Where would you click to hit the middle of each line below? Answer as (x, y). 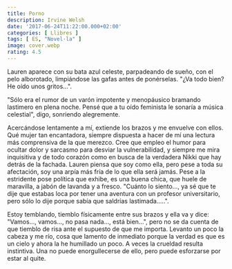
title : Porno (26, 13)
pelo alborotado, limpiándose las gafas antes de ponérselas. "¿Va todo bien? (116, 79)
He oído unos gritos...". (40, 86)
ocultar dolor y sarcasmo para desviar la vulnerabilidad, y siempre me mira (113, 150)
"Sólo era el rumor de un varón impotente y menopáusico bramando (104, 99)
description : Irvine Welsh (46, 20)
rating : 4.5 (24, 52)
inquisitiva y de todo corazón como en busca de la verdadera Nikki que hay (114, 157)
